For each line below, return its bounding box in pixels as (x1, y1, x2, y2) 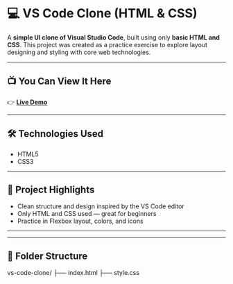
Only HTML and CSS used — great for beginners (17, 210, 157, 218)
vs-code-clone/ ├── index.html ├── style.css (7, 269, 140, 277)
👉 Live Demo (7, 98, 48, 106)
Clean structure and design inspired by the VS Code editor (17, 202, 185, 210)
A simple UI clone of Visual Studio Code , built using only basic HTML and (7, 33, 221, 42)
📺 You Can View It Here (7, 76, 112, 87)
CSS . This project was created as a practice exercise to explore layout (7, 40, 208, 49)
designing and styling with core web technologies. (7, 48, 151, 56)
